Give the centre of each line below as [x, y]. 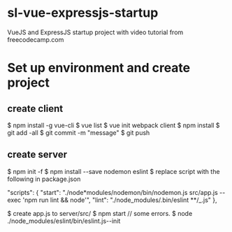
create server [37, 155]
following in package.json [44, 179]
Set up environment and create [99, 68]
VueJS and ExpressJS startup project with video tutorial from [95, 32]
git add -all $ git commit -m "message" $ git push [79, 132]
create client [35, 109]
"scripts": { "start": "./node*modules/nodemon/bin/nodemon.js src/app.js [113, 192]
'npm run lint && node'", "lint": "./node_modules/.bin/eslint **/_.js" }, [120, 200]
